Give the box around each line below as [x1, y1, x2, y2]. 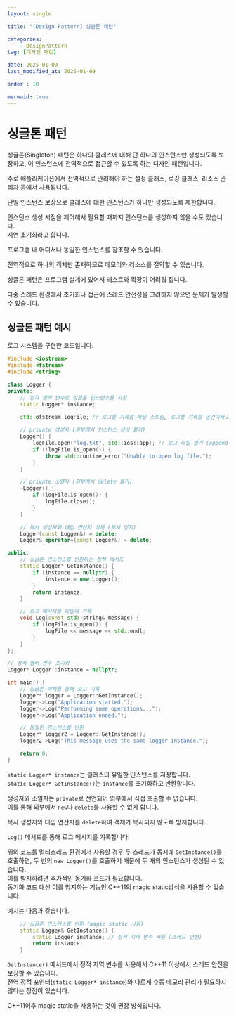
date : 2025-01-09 [7, 61, 58, 69]
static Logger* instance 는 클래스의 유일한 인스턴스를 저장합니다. [7, 770, 191, 779]
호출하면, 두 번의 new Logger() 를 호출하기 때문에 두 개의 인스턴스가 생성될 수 [7, 856, 218, 864]
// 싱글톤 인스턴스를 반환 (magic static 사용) [20, 920, 144, 928]
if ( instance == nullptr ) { [32, 569, 114, 576]
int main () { [7, 679, 46, 686]
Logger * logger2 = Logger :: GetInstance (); [20, 731, 146, 738]
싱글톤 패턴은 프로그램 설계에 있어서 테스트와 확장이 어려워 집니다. [7, 275, 188, 283]
